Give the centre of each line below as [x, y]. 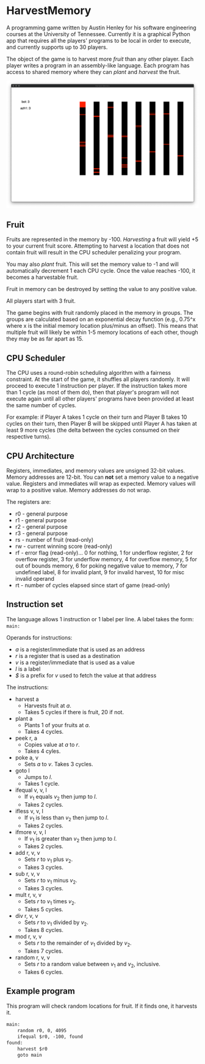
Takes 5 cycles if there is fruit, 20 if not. [74, 712]
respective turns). [29, 437]
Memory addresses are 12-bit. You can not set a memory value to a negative [103, 477]
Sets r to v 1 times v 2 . [50, 902]
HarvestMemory [49, 11]
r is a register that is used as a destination [68, 656]
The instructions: [27, 687]
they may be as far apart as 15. [45, 339]
